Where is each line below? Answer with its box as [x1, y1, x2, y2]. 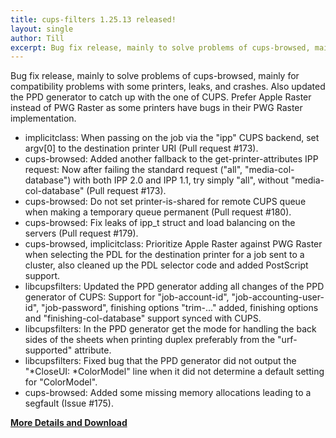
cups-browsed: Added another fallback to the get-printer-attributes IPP [24, 153, 319, 165]
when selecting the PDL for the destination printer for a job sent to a [24, 249, 305, 261]
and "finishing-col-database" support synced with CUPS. [24, 312, 262, 325]
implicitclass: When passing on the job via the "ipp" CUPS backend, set [24, 132, 320, 144]
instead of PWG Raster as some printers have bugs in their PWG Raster [10, 102, 303, 114]
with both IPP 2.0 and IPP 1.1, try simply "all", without [73, 174, 289, 186]
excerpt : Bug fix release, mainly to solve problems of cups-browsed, [10, 42, 311, 53]
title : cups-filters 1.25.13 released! [10, 14, 177, 25]
